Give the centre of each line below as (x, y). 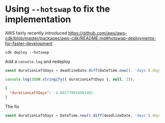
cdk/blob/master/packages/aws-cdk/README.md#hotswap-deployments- (81, 38)
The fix (12, 107)
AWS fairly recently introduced (36, 33)
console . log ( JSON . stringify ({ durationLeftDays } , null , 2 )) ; (70, 79)
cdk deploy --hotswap (27, 52)
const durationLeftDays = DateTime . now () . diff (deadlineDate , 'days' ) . (79, 116)
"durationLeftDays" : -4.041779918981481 (51, 93)
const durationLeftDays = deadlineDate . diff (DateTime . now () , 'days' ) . (79, 70)
